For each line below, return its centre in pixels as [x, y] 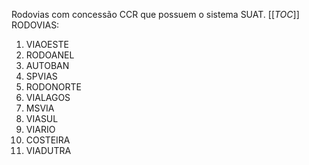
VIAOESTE [47, 44]
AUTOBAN [47, 65]
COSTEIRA [48, 140]
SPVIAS [41, 76]
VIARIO [40, 129]
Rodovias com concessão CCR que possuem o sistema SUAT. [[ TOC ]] [155, 14]
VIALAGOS [48, 97]
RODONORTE [54, 87]
